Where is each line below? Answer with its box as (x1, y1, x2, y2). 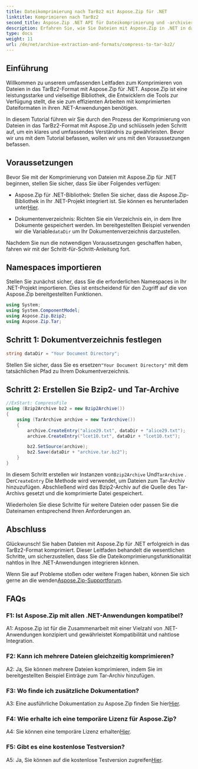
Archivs (6, 489, 25, 496)
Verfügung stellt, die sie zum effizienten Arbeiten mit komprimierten (6, 98, 171, 105)
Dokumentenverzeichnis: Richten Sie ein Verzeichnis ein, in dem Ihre (14, 215, 181, 222)
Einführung (6, 63, 48, 74)
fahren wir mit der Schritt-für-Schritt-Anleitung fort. (6, 246, 131, 253)
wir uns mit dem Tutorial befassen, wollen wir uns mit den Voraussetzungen (6, 134, 190, 142)
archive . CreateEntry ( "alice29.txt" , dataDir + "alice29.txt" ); (27, 427, 186, 434)
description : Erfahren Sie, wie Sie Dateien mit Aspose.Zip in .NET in (6, 25, 186, 31)
